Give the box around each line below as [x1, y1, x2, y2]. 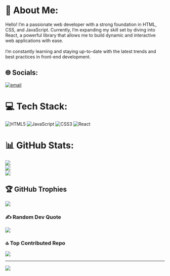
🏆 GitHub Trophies [5, 185, 67, 194]
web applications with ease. [5, 38, 64, 44]
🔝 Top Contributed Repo [5, 239, 66, 247]
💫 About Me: [5, 5, 59, 16]
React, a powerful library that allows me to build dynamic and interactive [5, 32, 156, 38]
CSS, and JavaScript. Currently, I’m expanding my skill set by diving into [5, 26, 155, 32]
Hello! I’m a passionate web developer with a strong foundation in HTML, [5, 21, 157, 27]
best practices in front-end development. [5, 53, 91, 60]
